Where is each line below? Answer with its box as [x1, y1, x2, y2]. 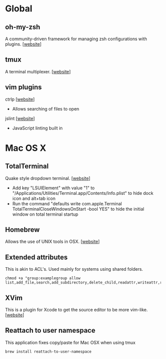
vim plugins [5, 83, 42, 92]
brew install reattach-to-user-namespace [5, 349, 92, 354]
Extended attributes [5, 253, 68, 261]
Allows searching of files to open [12, 106, 80, 112]
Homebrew [5, 226, 40, 234]
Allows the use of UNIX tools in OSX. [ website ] [5, 239, 100, 244]
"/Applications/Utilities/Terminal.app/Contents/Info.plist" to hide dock [12, 190, 154, 196]
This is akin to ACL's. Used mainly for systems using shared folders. [5, 266, 143, 272]
